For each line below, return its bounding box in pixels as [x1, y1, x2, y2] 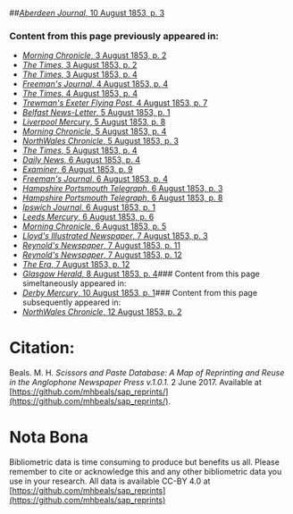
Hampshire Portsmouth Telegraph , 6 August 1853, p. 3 [21, 183, 223, 194]
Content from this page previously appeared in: [9, 29, 219, 42]
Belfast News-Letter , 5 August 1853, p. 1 [21, 107, 171, 118]
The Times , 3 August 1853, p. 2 [21, 60, 138, 71]
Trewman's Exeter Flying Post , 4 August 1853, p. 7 [21, 97, 208, 108]
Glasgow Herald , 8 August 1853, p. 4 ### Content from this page [21, 268, 261, 280]
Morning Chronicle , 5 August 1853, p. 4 [21, 126, 167, 137]
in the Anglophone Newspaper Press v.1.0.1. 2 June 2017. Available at [9, 377, 262, 388]
